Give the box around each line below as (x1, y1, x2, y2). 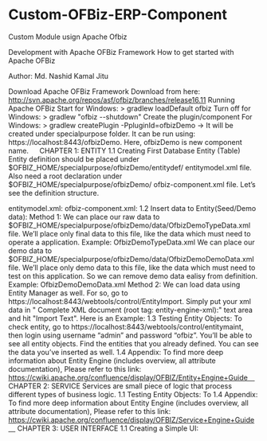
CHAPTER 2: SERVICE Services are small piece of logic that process (8, 381, 233, 391)
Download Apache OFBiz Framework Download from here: (8, 86, 201, 96)
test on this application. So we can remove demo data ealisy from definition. (8, 271, 257, 280)
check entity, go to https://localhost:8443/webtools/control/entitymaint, (8, 322, 244, 331)
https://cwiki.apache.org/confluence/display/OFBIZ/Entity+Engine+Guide (8, 373, 249, 382)
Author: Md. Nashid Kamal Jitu (8, 71, 109, 80)
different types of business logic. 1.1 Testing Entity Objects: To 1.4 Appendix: (8, 389, 258, 399)
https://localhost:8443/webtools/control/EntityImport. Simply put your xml (8, 296, 252, 306)
